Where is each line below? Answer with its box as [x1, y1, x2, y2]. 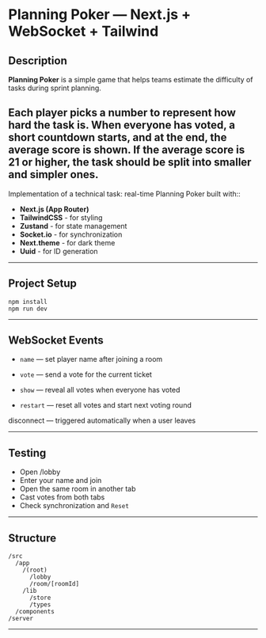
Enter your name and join [19, 476, 102, 485]
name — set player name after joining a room [19, 355, 163, 364]
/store [28, 594, 51, 602]
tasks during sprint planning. [8, 83, 101, 93]
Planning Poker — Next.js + [8, 6, 192, 24]
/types [28, 601, 51, 609]
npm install [8, 298, 47, 306]
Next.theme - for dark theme [19, 237, 116, 247]
